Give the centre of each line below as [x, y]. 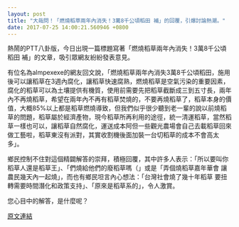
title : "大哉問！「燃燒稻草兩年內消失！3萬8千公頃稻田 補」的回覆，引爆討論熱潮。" [117, 21]
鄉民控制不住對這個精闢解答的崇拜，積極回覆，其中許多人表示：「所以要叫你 [118, 159]
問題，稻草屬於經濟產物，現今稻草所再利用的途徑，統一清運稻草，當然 [122, 117]
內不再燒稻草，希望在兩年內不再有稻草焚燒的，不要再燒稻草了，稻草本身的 [116, 99]
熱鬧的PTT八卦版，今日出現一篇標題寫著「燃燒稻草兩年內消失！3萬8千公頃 [117, 49]
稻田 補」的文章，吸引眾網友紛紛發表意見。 [70, 57]
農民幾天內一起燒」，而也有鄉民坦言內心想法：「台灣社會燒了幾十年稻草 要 [114, 177]
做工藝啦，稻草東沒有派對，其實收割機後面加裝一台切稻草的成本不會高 [110, 135]
